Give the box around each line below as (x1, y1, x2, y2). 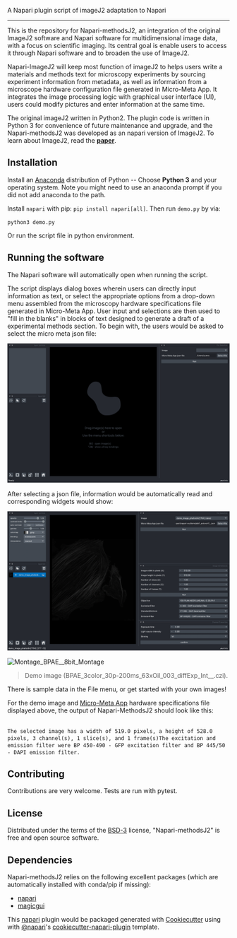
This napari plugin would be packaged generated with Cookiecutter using (7, 915, 221, 924)
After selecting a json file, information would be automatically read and (7, 489, 213, 498)
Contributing (7, 768, 65, 780)
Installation (7, 157, 58, 169)
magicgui (17, 901, 45, 910)
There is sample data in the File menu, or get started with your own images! (7, 685, 227, 693)
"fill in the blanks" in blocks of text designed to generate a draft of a (7, 314, 205, 322)
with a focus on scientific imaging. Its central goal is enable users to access (7, 42, 227, 49)
